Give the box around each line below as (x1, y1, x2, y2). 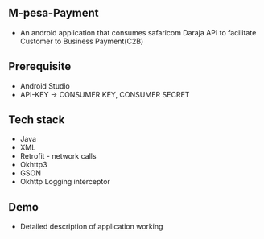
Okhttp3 (19, 160, 47, 170)
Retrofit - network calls (19, 151, 97, 161)
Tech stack (8, 113, 65, 127)
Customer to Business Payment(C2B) (19, 36, 144, 46)
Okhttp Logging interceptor (19, 177, 110, 187)
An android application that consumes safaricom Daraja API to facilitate (19, 27, 257, 37)
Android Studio (19, 80, 70, 91)
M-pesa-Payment (8, 6, 99, 20)
